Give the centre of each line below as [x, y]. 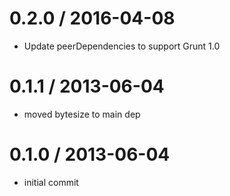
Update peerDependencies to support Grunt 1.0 [122, 46]
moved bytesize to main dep [82, 114]
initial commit [51, 182]
